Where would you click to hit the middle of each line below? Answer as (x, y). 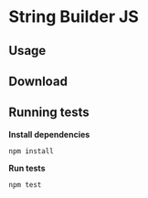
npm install (31, 151)
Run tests (27, 168)
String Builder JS (74, 17)
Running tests (49, 113)
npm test (25, 184)
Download (38, 81)
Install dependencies (49, 134)
